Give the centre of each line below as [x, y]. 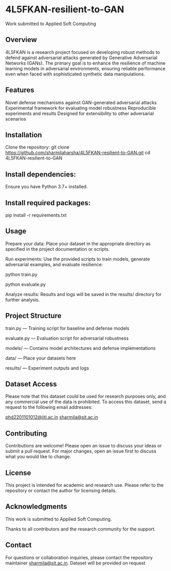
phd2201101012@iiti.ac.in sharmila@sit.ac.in [52, 417]
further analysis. [23, 300]
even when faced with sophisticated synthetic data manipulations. [75, 74]
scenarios [16, 119]
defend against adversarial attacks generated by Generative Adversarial [81, 57]
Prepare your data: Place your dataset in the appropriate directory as [78, 243]
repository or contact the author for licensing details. [61, 490]
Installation [24, 135]
